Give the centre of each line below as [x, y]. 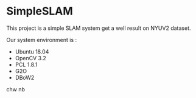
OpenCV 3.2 [31, 58]
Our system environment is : [42, 40]
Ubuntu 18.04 [32, 51]
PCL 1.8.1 [26, 65]
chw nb [16, 89]
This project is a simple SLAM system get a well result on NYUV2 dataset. [99, 28]
